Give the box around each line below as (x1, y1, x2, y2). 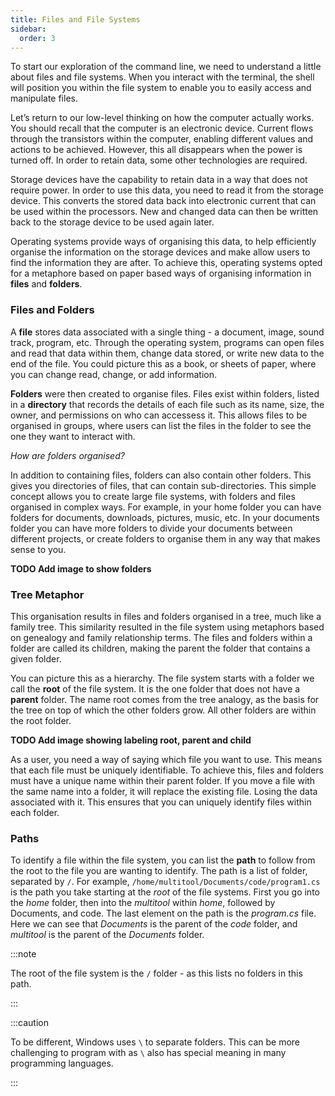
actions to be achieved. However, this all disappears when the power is (10, 144, 303, 156)
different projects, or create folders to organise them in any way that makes (10, 532, 321, 545)
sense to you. (10, 543, 67, 555)
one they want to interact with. (10, 430, 136, 442)
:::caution (10, 1017, 50, 1029)
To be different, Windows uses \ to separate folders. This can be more (10, 1036, 300, 1048)
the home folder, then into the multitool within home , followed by (10, 897, 276, 909)
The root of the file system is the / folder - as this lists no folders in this (10, 967, 303, 980)
